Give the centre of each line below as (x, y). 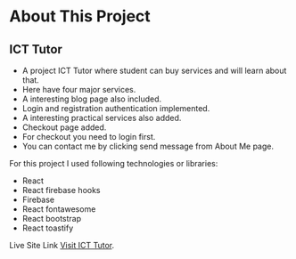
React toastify (48, 228)
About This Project (80, 16)
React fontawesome (59, 209)
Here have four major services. (79, 89)
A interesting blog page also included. (92, 99)
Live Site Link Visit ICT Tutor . (62, 245)
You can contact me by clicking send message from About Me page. (148, 146)
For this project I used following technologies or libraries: (114, 163)
